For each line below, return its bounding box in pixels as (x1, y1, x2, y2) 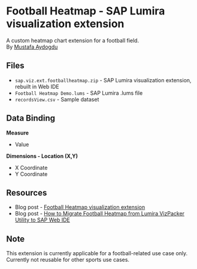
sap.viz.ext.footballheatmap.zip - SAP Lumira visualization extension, (14, 76, 192, 83)
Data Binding (6, 113, 56, 124)
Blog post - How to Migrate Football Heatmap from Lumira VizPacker (14, 210, 184, 217)
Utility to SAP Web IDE (14, 216, 70, 223)
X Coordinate (14, 164, 48, 171)
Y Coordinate (14, 170, 48, 178)
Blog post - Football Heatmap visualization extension (14, 204, 146, 211)
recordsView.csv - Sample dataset (14, 95, 99, 103)
